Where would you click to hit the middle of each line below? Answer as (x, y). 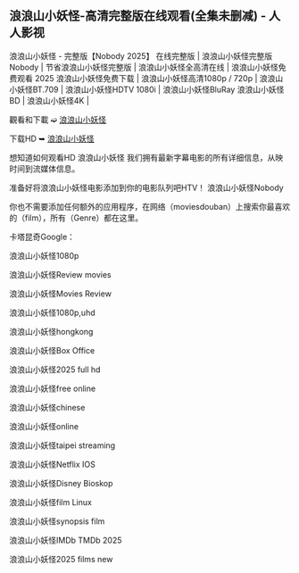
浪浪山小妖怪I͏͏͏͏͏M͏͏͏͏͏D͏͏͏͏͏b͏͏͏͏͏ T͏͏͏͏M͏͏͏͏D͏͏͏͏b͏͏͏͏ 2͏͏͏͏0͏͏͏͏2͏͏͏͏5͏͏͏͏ (66, 540)
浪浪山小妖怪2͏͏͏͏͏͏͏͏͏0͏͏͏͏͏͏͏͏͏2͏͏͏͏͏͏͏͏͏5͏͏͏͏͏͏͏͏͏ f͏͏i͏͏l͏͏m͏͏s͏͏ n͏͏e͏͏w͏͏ (61, 559)
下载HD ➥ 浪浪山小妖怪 (52, 138)
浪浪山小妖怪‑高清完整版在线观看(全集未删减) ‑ (137, 16)
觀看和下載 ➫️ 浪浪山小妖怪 (58, 120)
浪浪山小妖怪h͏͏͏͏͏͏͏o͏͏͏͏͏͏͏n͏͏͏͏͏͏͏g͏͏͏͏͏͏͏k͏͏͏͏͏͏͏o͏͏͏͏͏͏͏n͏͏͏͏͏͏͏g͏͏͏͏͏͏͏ (51, 331)
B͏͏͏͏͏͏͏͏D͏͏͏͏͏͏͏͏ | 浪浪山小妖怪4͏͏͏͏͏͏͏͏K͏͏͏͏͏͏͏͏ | (49, 100)
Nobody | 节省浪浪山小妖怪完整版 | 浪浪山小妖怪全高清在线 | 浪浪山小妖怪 (144, 67)
